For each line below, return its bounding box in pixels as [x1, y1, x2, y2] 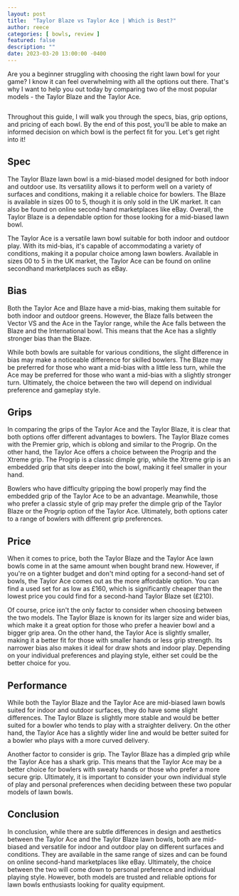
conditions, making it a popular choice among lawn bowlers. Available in [7, 249, 219, 257]
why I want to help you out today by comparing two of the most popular [7, 85, 218, 93]
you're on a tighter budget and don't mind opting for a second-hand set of [7, 569, 225, 578]
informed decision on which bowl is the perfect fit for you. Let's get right [7, 127, 220, 136]
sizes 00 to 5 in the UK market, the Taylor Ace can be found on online [7, 256, 211, 265]
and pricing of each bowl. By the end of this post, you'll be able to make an [7, 120, 227, 128]
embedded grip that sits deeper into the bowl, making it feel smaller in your [7, 463, 228, 472]
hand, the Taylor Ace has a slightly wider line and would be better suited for [7, 728, 229, 737]
